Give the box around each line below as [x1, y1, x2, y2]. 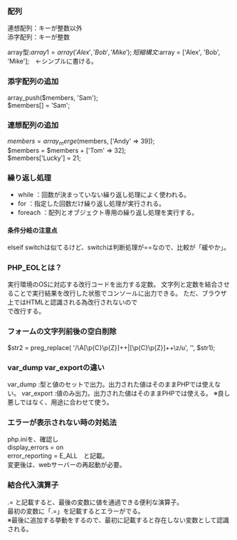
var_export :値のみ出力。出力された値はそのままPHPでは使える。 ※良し [21, 389, 231, 398]
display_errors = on [7, 443, 64, 451]
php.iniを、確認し [7, 435, 59, 444]
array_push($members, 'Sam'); [7, 93, 98, 101]
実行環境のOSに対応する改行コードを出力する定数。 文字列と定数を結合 [7, 280, 218, 289]
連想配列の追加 [7, 120, 59, 130]
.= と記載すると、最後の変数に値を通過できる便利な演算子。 [7, 498, 184, 506]
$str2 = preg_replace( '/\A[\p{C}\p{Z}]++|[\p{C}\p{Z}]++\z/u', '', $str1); [7, 343, 216, 351]
